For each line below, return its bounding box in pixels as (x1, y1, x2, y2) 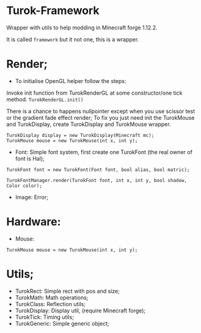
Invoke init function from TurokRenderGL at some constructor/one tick (6, 89, 183, 97)
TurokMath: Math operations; (15, 294, 89, 301)
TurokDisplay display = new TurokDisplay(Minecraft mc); (6, 132, 155, 138)
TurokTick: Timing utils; (15, 313, 75, 321)
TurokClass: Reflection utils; (15, 300, 86, 307)
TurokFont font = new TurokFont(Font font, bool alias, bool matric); (6, 166, 190, 173)
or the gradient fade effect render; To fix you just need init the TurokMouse (6, 114, 195, 121)
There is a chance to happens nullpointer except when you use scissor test (6, 108, 196, 115)
